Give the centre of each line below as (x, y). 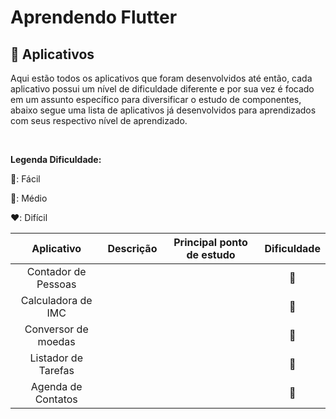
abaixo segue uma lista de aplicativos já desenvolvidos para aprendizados (163, 110)
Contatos (56, 399)
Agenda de (56, 386)
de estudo (211, 254)
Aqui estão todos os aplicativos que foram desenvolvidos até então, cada (161, 78)
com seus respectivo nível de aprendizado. (99, 120)
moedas (56, 341)
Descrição (132, 248)
